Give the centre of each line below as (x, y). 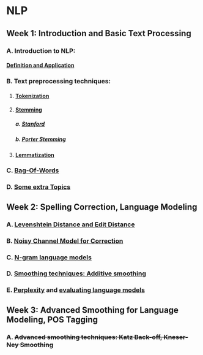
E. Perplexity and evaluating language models (76, 290)
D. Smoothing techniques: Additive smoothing (76, 273)
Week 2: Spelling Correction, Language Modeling (102, 207)
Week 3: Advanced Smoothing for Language (93, 310)
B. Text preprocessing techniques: (59, 82)
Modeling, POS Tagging (52, 319)
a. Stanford (30, 124)
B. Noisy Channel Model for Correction (65, 241)
